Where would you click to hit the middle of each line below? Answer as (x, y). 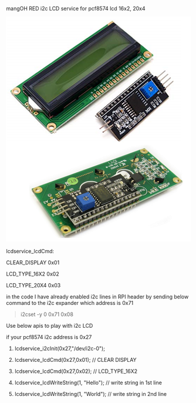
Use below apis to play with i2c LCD (50, 326)
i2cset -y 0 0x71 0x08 (47, 314)
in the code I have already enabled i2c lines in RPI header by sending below (97, 297)
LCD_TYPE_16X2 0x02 (33, 274)
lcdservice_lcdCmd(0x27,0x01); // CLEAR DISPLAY (75, 360)
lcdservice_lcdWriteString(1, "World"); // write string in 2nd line (91, 394)
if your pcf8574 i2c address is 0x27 (49, 337)
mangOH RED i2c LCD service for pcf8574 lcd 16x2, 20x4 (76, 9)
